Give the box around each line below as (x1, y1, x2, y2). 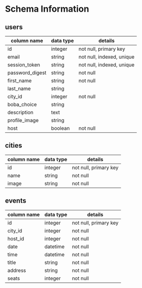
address (7, 267, 26, 274)
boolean (51, 125, 70, 131)
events (5, 197, 27, 205)
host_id (7, 235, 24, 242)
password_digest (7, 69, 47, 76)
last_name (7, 85, 31, 92)
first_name (7, 77, 32, 84)
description (7, 109, 34, 116)
